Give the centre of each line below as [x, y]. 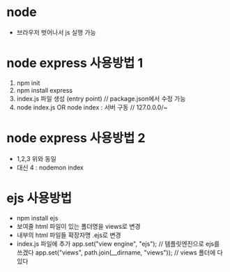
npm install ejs [37, 218]
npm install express [45, 90]
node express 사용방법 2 [76, 138]
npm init [28, 83]
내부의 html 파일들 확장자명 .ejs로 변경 [69, 235]
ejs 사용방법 [39, 198]
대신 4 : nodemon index [50, 167]
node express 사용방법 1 [75, 63]
